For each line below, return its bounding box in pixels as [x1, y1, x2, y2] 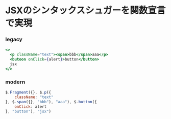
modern [5, 78, 26, 85]
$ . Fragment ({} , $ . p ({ [5, 90, 52, 95]
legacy [5, 36, 23, 43]
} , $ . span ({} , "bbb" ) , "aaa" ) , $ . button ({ [5, 99, 97, 104]
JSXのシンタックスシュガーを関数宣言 [5, 5, 166, 16]
